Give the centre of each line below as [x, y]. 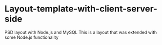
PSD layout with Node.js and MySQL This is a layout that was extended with [81, 32]
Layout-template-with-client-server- [81, 9]
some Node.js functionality [32, 37]
